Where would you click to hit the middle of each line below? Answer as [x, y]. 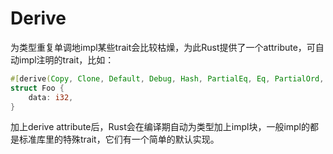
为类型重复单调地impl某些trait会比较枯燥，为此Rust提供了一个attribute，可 [163, 47]
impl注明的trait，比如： [66, 59]
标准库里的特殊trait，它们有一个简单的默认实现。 [119, 139]
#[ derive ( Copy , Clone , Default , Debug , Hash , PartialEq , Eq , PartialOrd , [167, 78]
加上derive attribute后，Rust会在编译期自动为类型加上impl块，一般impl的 [160, 127]
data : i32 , [51, 97]
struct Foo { [37, 88]
